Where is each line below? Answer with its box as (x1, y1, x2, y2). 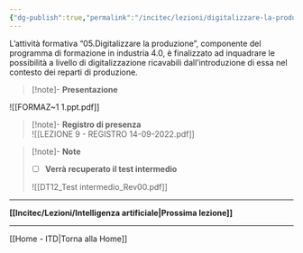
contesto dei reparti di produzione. (9, 67, 138, 77)
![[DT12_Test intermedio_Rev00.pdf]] (31, 181, 169, 192)
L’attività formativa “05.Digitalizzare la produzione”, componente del (9, 38, 262, 49)
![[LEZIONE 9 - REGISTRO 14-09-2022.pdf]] (31, 128, 196, 140)
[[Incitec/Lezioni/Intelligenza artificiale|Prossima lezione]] (9, 207, 233, 218)
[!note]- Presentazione (31, 84, 119, 95)
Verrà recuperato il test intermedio (44, 163, 178, 174)
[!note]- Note (31, 146, 81, 157)
